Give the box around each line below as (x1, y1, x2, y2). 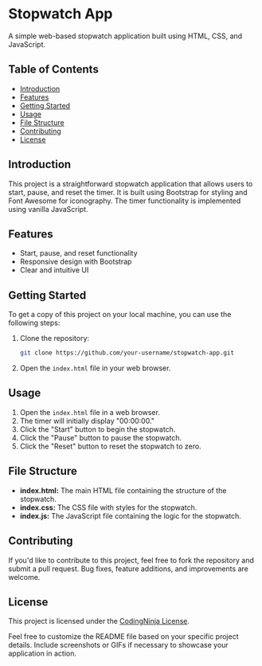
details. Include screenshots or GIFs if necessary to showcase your (8, 641, 229, 650)
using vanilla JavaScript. (8, 204, 89, 214)
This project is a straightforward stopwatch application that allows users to (8, 178, 253, 188)
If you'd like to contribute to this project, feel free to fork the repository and (8, 555, 255, 565)
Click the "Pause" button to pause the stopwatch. (19, 433, 182, 442)
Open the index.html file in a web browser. (19, 407, 161, 417)
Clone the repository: (19, 334, 90, 343)
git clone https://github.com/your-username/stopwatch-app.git (19, 349, 235, 357)
